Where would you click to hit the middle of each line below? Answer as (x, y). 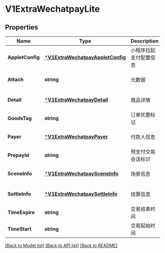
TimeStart (20, 229)
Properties (22, 27)
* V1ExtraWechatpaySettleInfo (81, 194)
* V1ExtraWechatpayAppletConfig (85, 57)
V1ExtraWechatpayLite (53, 9)
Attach (15, 79)
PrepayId (18, 155)
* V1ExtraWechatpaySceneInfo (82, 174)
